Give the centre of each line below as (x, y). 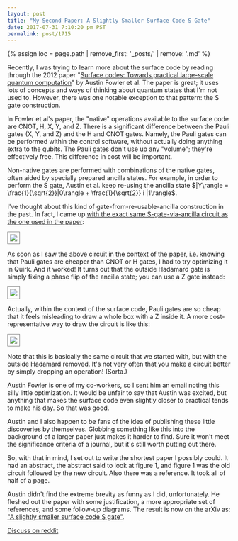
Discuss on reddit (33, 531)
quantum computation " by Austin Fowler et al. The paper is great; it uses (113, 83)
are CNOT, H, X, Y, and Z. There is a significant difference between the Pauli (119, 127)
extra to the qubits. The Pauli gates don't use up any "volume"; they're (110, 149)
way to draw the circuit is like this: (100, 324)
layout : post (27, 14)
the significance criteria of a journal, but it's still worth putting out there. (112, 445)
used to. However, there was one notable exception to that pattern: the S (113, 98)
